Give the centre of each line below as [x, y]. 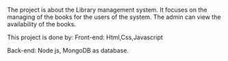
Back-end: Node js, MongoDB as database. [68, 50]
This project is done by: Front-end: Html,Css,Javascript [85, 37]
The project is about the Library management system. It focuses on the [107, 10]
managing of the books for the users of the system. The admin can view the [114, 17]
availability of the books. [42, 24]
